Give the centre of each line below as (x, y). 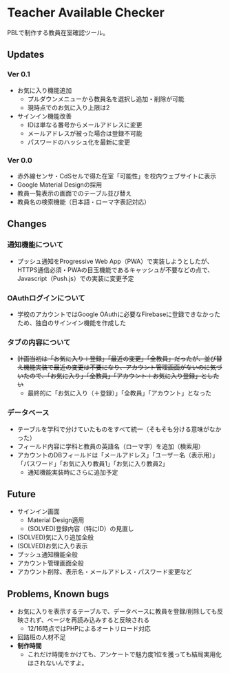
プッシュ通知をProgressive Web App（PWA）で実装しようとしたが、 (115, 261)
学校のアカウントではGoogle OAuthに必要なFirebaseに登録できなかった (119, 314)
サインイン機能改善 (44, 116)
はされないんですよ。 (57, 663)
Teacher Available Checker (86, 13)
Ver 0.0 (20, 160)
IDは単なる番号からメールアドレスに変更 (85, 125)
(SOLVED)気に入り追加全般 (55, 537)
